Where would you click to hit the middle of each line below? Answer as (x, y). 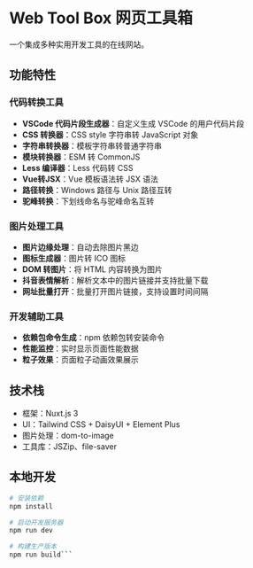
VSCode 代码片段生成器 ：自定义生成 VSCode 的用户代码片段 (133, 123)
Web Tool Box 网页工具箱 (101, 18)
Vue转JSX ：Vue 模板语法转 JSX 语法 (90, 179)
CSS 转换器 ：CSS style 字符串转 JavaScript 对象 (110, 135)
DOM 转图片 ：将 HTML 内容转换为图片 (92, 269)
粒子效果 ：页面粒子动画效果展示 (80, 360)
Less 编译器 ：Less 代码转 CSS (77, 167)
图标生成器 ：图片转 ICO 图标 (74, 258)
